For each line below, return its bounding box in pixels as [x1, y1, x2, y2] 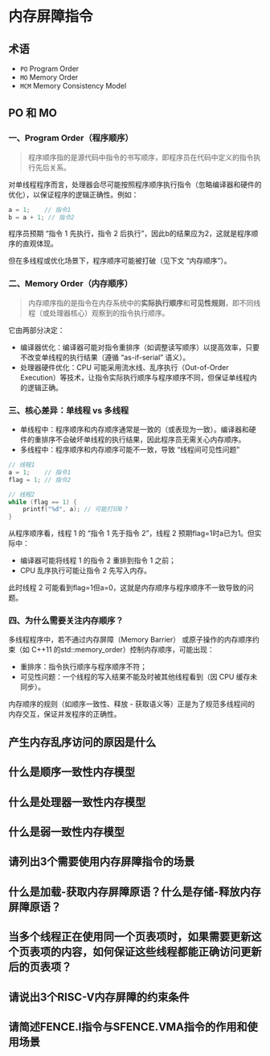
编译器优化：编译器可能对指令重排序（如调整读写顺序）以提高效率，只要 [19, 342, 260, 351]
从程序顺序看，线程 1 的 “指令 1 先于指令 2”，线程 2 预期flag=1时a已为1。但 [8, 529, 255, 538]
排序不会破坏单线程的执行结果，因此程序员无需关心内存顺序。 [41, 434, 246, 444]
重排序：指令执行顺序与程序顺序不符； [19, 662, 147, 671]
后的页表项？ [8, 960, 72, 974]
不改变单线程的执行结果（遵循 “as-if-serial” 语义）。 [19, 352, 190, 362]
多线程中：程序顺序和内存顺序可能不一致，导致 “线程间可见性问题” [19, 445, 240, 455]
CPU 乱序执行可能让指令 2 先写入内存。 [19, 566, 151, 576]
